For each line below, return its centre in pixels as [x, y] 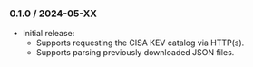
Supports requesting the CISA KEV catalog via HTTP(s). [140, 43]
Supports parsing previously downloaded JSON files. [135, 53]
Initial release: [49, 33]
